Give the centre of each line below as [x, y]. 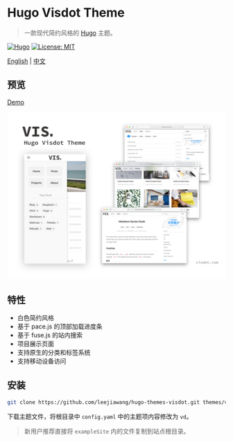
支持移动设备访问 [42, 361]
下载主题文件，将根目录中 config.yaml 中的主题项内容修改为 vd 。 [100, 416]
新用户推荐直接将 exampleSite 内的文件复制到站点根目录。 [107, 432]
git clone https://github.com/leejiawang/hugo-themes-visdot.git [103, 403]
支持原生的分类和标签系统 [54, 353]
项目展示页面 [35, 344]
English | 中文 [27, 61]
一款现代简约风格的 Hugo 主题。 [70, 33]
